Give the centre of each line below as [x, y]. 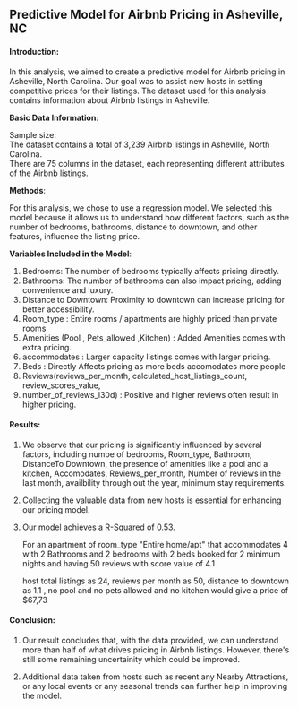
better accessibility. [58, 309]
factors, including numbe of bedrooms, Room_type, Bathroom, [137, 454]
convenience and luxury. [68, 289]
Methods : [28, 190]
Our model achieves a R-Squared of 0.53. [99, 527]
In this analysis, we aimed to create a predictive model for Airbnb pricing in [147, 72]
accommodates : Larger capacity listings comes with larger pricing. [146, 357]
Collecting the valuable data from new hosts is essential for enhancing [152, 500]
